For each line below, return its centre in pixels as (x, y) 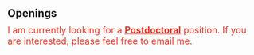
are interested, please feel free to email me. (100, 41)
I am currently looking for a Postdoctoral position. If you (127, 30)
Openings (32, 13)
